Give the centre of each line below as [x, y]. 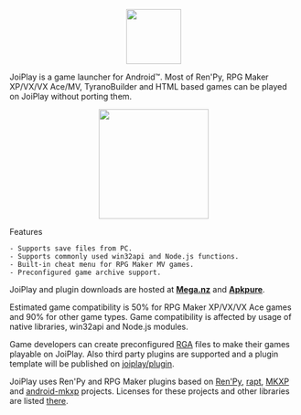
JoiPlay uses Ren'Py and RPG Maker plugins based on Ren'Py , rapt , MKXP [150, 381]
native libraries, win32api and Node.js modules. [99, 326]
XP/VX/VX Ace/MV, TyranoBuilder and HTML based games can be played [148, 86]
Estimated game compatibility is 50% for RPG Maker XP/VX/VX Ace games [150, 307]
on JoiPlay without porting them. [71, 96]
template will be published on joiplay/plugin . [92, 364]
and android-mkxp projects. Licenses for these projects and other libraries [150, 391]
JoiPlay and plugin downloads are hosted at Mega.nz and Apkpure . [137, 289]
